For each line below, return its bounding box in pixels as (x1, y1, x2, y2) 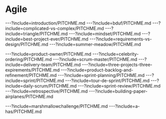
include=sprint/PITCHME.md (5, 77, 64, 83)
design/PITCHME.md (5, 41, 48, 47)
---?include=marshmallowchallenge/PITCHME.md (5, 103, 108, 109)
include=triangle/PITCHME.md (5, 30, 68, 36)
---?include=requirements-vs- (89, 36, 152, 42)
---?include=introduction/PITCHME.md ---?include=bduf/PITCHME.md (5, 20, 151, 26)
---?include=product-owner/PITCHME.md (5, 51, 91, 57)
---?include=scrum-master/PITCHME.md (52, 56, 137, 62)
